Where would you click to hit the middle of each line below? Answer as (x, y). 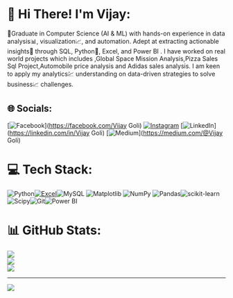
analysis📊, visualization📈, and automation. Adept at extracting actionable (113, 41)
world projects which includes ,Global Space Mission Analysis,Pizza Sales (113, 58)
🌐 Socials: (30, 109)
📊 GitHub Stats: (54, 230)
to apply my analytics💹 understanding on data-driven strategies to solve (111, 74)
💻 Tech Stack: (50, 169)
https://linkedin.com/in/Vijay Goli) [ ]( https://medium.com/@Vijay (116, 133)
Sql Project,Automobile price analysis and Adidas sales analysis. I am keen (114, 66)
